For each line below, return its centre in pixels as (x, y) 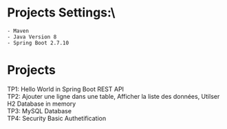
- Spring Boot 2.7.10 (38, 43)
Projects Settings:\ (61, 13)
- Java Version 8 (32, 37)
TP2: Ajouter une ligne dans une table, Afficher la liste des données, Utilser (113, 96)
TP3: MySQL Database (40, 110)
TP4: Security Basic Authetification (57, 118)
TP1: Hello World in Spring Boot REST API (66, 89)
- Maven (18, 31)
